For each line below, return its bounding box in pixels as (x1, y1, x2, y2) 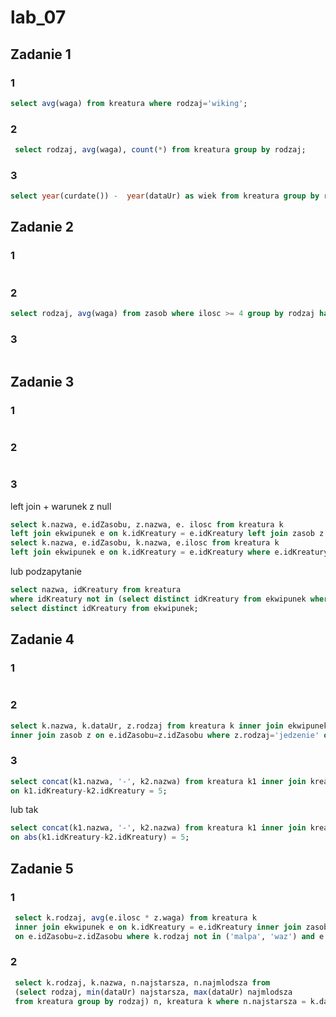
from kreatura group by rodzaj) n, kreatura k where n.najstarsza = (14, 996, 307, 1006)
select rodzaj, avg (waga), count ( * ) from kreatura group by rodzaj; (14, 145, 307, 155)
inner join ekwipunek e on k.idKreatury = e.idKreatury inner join (14, 922, 302, 932)
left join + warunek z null (10, 500, 112, 512)
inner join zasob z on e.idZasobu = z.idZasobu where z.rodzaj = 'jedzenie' (10, 730, 320, 740)
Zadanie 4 (10, 631, 75, 648)
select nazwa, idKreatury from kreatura (10, 585, 182, 595)
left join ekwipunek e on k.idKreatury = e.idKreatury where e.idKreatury (10, 547, 329, 558)
